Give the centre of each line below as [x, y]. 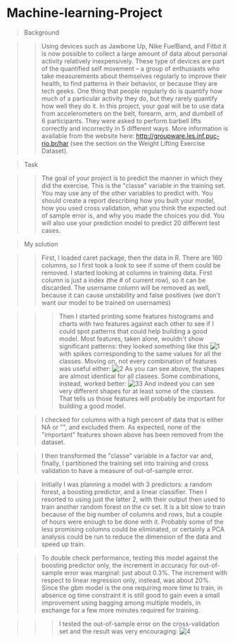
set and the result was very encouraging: [118, 631]
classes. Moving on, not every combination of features [138, 361]
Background [42, 32]
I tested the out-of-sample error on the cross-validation [139, 624]
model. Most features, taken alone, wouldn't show [131, 339]
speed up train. [63, 544]
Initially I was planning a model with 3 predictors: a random [127, 484]
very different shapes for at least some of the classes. [137, 391]
